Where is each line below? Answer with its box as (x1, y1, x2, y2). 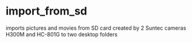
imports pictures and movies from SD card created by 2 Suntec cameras (5, 24, 187, 31)
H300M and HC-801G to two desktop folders (5, 30, 118, 38)
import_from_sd (5, 4, 87, 18)
